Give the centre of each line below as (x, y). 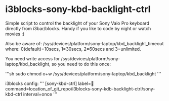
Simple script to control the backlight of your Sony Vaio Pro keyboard (77, 23)
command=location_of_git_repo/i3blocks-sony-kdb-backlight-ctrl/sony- (80, 88)
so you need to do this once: (81, 64)
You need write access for (33, 58)
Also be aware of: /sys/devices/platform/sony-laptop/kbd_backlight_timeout (85, 43)
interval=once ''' (40, 94)
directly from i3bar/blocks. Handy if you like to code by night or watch (78, 28)
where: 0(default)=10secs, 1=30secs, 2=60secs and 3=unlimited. (73, 49)
